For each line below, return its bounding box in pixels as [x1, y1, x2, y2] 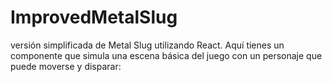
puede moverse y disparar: [10, 60, 122, 72]
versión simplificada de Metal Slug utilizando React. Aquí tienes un [10, 39, 285, 51]
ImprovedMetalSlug [10, 6, 178, 29]
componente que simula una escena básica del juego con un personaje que [10, 49, 323, 61]
